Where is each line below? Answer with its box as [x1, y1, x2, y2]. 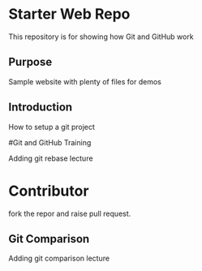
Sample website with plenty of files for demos [8, 76, 162, 86]
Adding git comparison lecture [8, 253, 110, 264]
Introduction [8, 101, 73, 114]
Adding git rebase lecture [8, 153, 93, 163]
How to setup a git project [8, 122, 96, 131]
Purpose [8, 55, 53, 69]
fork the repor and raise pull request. [8, 209, 131, 218]
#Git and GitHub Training [8, 137, 92, 147]
